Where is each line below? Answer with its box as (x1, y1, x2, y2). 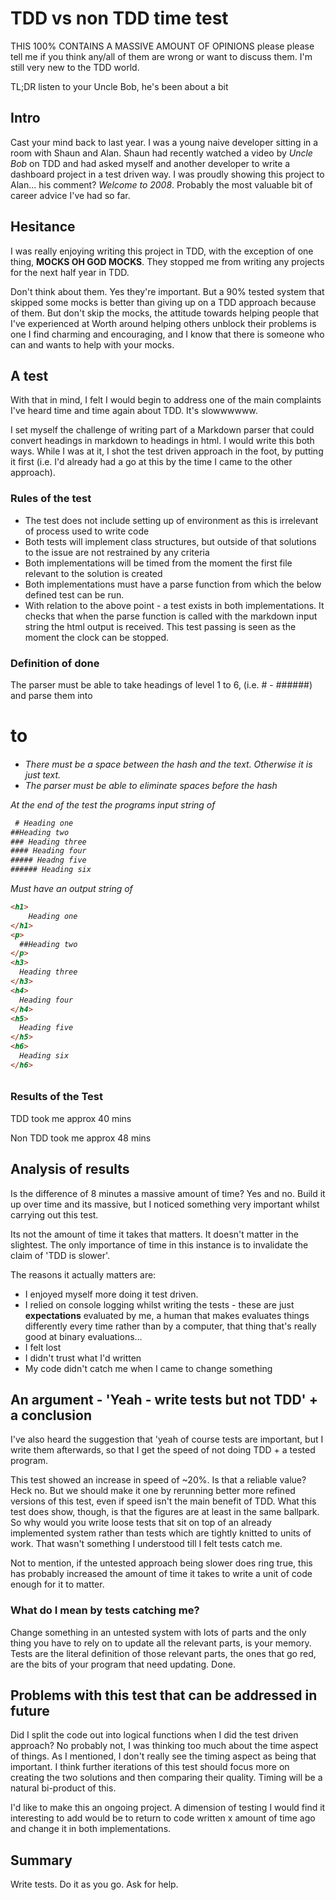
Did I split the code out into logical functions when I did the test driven (10, 1729, 299, 1741)
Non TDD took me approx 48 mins (10, 1132, 152, 1144)
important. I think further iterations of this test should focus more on (10, 1761, 290, 1773)
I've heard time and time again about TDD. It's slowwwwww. (10, 405, 258, 417)
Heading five (19, 1023, 74, 1033)
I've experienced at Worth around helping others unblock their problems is (10, 317, 317, 329)
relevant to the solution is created (24, 567, 163, 579)
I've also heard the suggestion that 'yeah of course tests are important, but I (10, 1433, 324, 1446)
